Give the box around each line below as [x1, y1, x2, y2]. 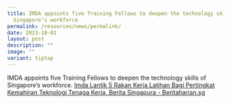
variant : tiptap [7, 55, 54, 62]
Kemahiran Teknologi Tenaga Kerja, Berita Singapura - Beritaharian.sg [7, 88, 206, 96]
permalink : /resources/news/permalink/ [7, 23, 122, 30]
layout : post [7, 36, 45, 43]
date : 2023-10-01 [7, 29, 57, 36]
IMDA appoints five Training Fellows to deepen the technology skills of [7, 73, 206, 82]
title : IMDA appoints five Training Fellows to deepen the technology [7, 10, 214, 17]
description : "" [7, 42, 54, 49]
